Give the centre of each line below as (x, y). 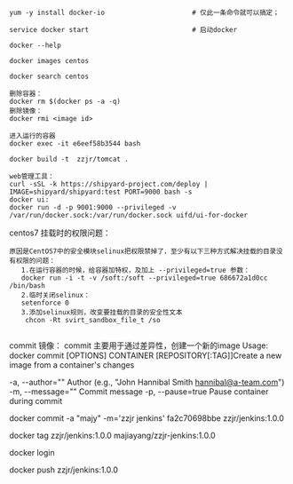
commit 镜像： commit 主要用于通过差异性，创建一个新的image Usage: (139, 345)
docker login (32, 452)
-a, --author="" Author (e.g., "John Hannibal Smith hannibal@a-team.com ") (147, 382)
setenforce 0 (45, 303)
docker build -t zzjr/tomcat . (69, 159)
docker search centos (49, 76)
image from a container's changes (72, 365)
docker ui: (29, 200)
